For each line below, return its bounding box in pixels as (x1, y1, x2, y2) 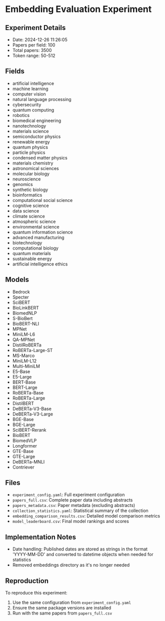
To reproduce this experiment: (5, 590, 67, 596)
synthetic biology (12, 186, 48, 192)
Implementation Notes (5, 532, 76, 541)
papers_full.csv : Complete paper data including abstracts (12, 497, 133, 503)
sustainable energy (12, 255, 52, 261)
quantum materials (12, 250, 51, 256)
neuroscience (12, 176, 41, 182)
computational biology (12, 245, 59, 251)
